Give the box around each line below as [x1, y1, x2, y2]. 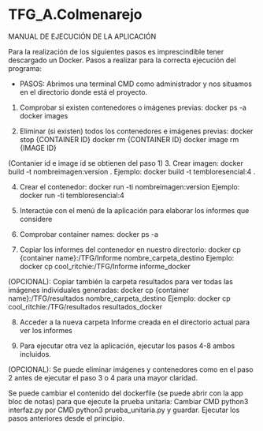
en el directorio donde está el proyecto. [19, 87, 148, 96]
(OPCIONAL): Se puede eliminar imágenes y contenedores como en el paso [8, 365, 254, 374]
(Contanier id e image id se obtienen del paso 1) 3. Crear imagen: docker [8, 158, 244, 167]
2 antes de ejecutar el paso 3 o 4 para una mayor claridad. [8, 373, 198, 382]
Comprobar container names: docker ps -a [19, 229, 159, 238]
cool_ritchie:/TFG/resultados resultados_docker [8, 302, 163, 311]
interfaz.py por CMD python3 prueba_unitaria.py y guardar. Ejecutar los [8, 405, 240, 414]
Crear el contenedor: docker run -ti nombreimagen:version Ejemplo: [19, 182, 240, 191]
